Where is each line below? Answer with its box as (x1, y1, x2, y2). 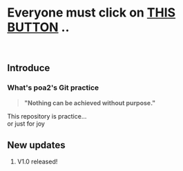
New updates (7, 139, 66, 151)
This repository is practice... (7, 112, 87, 120)
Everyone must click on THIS (7, 5, 176, 21)
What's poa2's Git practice (7, 83, 99, 92)
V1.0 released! (17, 157, 58, 166)
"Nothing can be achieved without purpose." (23, 99, 156, 107)
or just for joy (7, 119, 45, 128)
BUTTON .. (7, 19, 70, 35)
